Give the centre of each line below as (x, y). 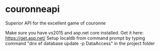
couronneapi (33, 9)
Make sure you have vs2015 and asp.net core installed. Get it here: (74, 32)
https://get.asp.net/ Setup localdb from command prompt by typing (75, 38)
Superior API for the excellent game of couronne (56, 23)
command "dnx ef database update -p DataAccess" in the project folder (80, 43)
